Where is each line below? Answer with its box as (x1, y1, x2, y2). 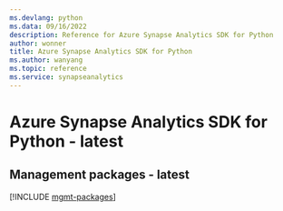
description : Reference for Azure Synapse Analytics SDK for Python (9, 30, 274, 39)
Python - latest (9, 131, 124, 151)
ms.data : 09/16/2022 (9, 22, 88, 31)
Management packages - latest (9, 167, 190, 183)
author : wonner (9, 38, 67, 48)
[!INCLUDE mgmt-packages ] (9, 191, 116, 202)
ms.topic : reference (9, 65, 88, 74)
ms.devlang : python (9, 13, 83, 23)
